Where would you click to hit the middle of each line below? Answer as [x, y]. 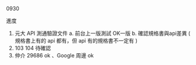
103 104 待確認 [33, 48]
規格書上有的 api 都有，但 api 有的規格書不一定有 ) [76, 40]
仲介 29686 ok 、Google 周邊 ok [54, 55]
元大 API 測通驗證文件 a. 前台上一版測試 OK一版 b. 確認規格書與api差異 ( [102, 33]
